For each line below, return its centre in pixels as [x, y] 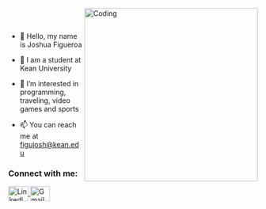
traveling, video [45, 101]
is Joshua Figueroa [51, 44]
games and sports [49, 109]
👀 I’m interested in [49, 84]
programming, [43, 92]
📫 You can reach [48, 125]
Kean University [46, 68]
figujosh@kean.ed [49, 144]
